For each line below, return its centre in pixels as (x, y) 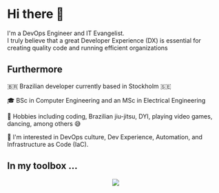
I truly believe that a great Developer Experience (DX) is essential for (104, 40)
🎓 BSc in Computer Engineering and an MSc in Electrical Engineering (106, 100)
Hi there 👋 (35, 14)
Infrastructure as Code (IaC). (48, 144)
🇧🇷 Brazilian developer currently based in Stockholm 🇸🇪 (89, 86)
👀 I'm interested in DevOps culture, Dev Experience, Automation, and (105, 136)
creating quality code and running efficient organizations (87, 48)
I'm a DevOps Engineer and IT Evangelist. (66, 33)
